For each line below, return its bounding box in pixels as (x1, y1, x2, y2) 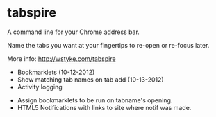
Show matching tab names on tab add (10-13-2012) (17, 75, 165, 84)
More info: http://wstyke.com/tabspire (7, 54, 116, 63)
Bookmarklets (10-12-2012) (17, 68, 95, 76)
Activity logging (17, 82, 63, 91)
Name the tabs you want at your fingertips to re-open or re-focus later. (7, 41, 210, 49)
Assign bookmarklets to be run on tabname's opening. (17, 96, 173, 105)
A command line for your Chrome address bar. (7, 28, 140, 36)
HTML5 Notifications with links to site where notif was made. (17, 103, 192, 111)
